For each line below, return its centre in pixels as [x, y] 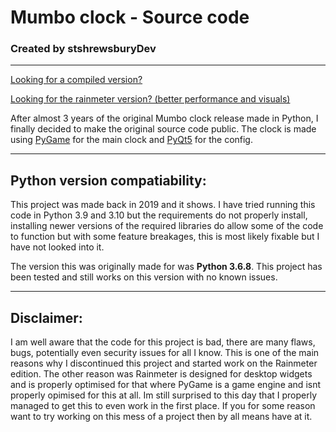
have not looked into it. [57, 247]
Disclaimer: [46, 317]
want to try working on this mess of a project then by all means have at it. [161, 417]
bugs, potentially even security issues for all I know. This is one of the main [165, 353]
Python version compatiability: [108, 180]
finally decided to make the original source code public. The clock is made [163, 129]
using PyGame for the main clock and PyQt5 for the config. [131, 140]
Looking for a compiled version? [76, 80]
